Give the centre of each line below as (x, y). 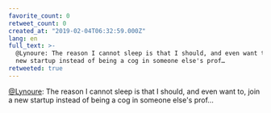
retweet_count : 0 (38, 23)
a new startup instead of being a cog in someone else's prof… (111, 100)
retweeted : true (35, 69)
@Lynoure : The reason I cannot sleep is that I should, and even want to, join (134, 91)
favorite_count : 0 (39, 16)
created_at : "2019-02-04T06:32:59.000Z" (77, 31)
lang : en (23, 38)
